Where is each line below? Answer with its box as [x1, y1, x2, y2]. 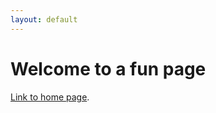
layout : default [10, 14, 78, 25]
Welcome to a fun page [10, 57, 207, 80]
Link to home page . [10, 91, 90, 103]
